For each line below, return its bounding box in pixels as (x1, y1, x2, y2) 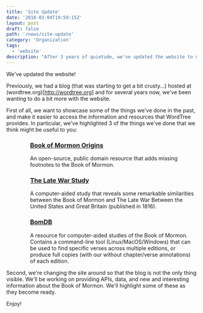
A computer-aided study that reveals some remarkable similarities (30, 190, 195, 197)
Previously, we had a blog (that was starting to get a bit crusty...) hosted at (6, 82, 192, 89)
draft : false (6, 25, 39, 32)
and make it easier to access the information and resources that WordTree (6, 113, 192, 120)
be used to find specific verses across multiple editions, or (30, 244, 176, 251)
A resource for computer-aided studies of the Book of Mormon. (30, 231, 188, 239)
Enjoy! (6, 300, 22, 307)
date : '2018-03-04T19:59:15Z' (6, 15, 83, 21)
